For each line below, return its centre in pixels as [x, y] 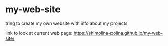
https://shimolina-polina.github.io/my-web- [118, 33]
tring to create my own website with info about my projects [66, 23]
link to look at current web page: [39, 33]
